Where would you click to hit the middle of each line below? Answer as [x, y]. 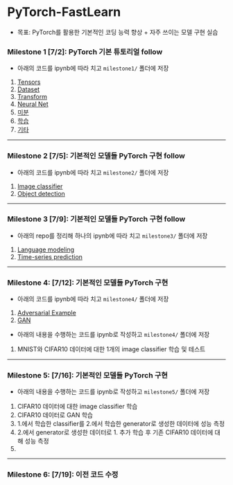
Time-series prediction [50, 256]
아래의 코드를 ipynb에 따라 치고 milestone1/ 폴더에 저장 [93, 68]
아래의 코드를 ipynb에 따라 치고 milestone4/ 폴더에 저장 [93, 299]
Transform [32, 97]
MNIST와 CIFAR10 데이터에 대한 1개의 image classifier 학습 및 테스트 [111, 349]
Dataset [28, 89]
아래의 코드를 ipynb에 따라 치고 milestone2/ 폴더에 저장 [93, 172]
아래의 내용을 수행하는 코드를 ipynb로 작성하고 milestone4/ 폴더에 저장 [113, 335]
